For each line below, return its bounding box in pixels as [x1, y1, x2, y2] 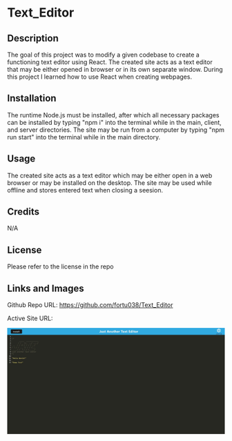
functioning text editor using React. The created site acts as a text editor [7, 58, 213, 66]
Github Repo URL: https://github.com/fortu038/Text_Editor [7, 301, 173, 309]
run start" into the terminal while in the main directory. [7, 133, 161, 141]
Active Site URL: [7, 314, 53, 322]
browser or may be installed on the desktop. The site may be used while [7, 178, 212, 187]
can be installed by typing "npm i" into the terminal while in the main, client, [7, 118, 222, 126]
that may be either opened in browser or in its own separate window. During [7, 66, 223, 73]
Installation [7, 92, 57, 104]
